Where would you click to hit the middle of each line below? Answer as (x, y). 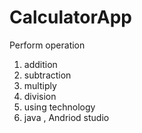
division (40, 96)
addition (40, 64)
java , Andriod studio (66, 117)
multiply (40, 85)
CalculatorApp (70, 17)
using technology (59, 107)
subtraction (47, 75)
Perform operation (47, 45)
